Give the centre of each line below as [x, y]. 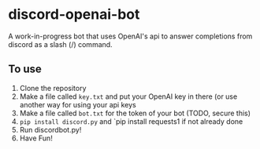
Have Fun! [36, 138]
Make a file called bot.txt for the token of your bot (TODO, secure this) [135, 113]
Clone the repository [53, 88]
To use [25, 69]
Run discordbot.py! [50, 129]
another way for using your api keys [78, 104]
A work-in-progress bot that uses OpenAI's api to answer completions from [130, 36]
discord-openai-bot [74, 15]
